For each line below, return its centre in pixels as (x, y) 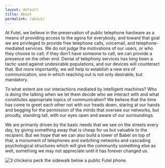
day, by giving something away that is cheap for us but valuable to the (76, 130)
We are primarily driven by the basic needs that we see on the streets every (82, 125)
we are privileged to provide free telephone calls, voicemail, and (70, 43)
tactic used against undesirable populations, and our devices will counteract (82, 64)
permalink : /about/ (25, 19)
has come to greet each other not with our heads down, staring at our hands (82, 105)
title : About (18, 14)
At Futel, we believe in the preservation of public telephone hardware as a (80, 33)
